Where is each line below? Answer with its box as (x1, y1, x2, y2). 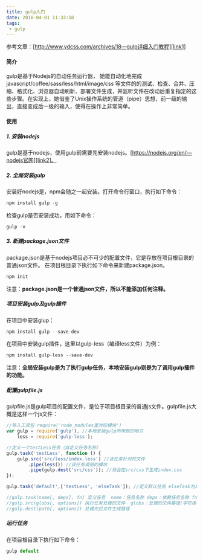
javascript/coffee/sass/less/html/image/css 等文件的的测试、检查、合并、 (6, 80, 190, 88)
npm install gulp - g (6, 200, 59, 206)
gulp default (6, 548, 39, 554)
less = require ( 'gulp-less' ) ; (17, 434, 94, 440)
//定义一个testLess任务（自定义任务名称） (6, 445, 101, 451)
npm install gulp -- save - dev (6, 329, 80, 335)
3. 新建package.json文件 (6, 237, 69, 245)
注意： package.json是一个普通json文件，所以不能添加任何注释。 (6, 285, 169, 292)
